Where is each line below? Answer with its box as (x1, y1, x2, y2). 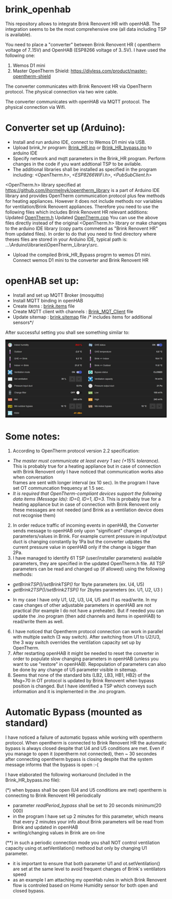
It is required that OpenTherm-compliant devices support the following (12, 490, 162, 496)
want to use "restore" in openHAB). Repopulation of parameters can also (12, 661, 166, 667)
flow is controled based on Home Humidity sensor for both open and (12, 882, 158, 888)
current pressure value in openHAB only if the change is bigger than (12, 544, 157, 550)
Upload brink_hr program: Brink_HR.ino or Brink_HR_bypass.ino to (12, 144, 152, 150)
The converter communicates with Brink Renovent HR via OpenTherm (5, 83, 152, 89)
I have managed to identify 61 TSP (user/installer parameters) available (12, 554, 162, 561)
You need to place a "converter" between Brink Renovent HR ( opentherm (5, 41, 161, 47)
